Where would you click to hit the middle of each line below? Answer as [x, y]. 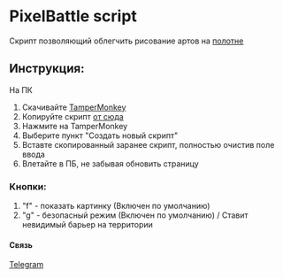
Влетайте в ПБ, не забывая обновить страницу [110, 163]
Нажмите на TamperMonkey [75, 126]
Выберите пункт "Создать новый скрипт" [100, 135]
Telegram [27, 265]
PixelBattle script [73, 16]
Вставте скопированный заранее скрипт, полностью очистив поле [148, 144]
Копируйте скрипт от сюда [73, 116]
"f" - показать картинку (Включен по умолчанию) [116, 206]
